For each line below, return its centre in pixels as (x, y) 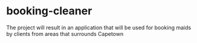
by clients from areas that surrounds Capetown (65, 33)
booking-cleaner (49, 11)
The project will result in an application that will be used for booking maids (99, 27)
